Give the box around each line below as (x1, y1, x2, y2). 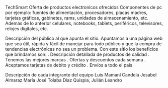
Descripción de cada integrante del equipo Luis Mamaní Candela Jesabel (5, 72, 157, 77)
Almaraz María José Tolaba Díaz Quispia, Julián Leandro (5, 77, 122, 83)
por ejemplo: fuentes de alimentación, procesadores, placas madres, (5, 10, 148, 16)
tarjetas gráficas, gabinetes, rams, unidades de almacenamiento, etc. (5, 15, 148, 21)
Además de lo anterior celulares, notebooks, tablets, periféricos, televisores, (5, 20, 163, 26)
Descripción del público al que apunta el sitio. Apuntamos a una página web (5, 35, 162, 41)
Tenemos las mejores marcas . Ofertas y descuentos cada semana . (5, 57, 146, 62)
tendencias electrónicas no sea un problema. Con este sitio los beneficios (5, 46, 158, 52)
